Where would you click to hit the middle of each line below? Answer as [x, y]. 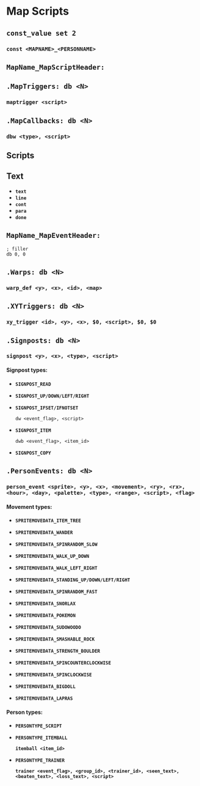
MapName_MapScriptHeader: [55, 67]
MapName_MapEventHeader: [54, 235]
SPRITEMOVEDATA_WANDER [44, 533]
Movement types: [29, 506]
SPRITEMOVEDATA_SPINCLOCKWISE [54, 675]
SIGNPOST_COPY [33, 453]
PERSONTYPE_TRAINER [40, 761]
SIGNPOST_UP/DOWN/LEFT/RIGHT [52, 396]
